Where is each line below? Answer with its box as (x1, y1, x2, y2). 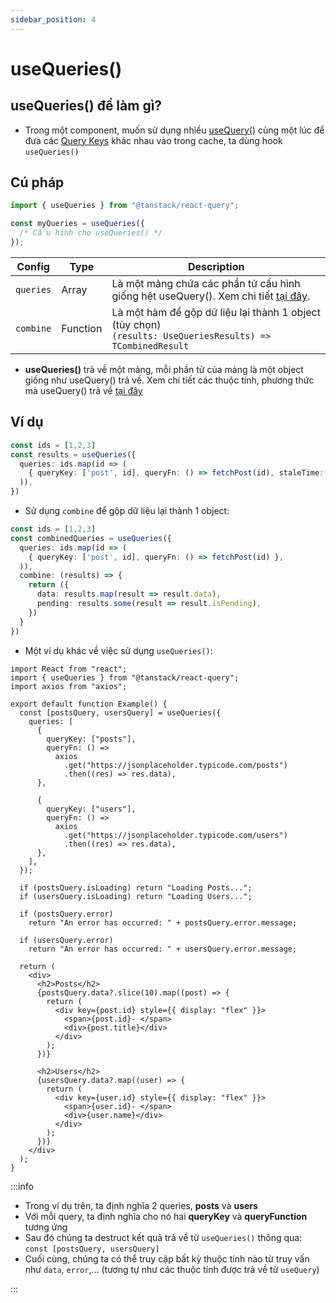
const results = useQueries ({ (10, 449, 137, 460)
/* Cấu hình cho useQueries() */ (19, 228, 163, 238)
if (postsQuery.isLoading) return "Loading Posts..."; (19, 882, 253, 893)
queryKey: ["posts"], (46, 734, 137, 744)
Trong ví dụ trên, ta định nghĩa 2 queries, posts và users (24, 1199, 258, 1211)
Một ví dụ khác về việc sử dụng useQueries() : (24, 644, 213, 656)
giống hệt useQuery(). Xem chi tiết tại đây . (111, 289, 311, 303)
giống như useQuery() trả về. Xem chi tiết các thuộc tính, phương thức (24, 374, 315, 386)
